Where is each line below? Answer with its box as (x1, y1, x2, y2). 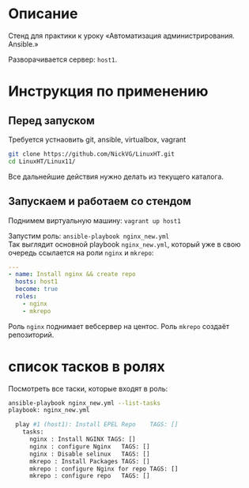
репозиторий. (8, 330, 55, 339)
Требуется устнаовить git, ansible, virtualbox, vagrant (8, 134, 187, 144)
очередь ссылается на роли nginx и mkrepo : (8, 248, 154, 257)
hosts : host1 (15, 278, 58, 286)
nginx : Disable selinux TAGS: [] (28, 450, 150, 458)
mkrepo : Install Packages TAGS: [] (28, 457, 150, 465)
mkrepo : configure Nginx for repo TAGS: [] (28, 464, 179, 473)
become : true (15, 286, 58, 293)
